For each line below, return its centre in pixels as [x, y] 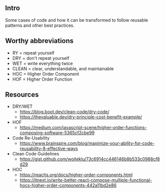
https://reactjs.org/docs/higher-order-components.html [76, 175]
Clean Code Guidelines [36, 154]
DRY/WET [22, 106]
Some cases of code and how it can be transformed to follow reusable [77, 20]
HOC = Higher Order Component [46, 74]
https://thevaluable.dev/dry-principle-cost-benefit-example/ [81, 117]
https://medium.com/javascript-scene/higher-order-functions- [83, 128]
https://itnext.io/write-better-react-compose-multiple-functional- [86, 180]
